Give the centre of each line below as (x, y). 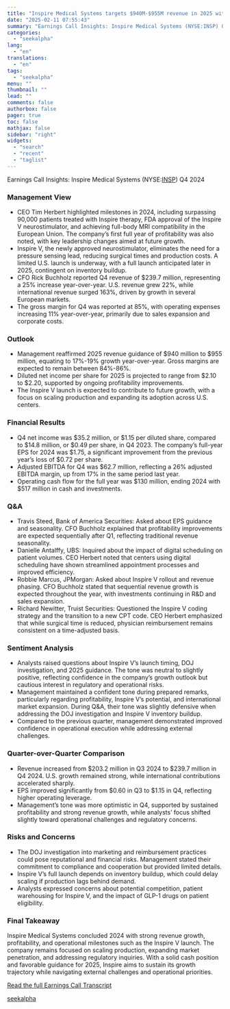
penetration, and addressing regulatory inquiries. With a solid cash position (113, 958)
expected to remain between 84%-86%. (74, 369)
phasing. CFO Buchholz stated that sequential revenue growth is (108, 586)
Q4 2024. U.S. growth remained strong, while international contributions (118, 775)
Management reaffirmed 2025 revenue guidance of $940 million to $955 (119, 354)
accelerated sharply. (46, 783)
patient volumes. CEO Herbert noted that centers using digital (104, 557)
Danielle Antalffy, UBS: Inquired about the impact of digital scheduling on (120, 550)
